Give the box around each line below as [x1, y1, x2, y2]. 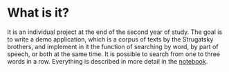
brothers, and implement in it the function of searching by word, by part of [7, 42, 219, 51]
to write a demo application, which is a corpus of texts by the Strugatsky [7, 35, 214, 43]
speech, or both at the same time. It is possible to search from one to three [7, 50, 220, 58]
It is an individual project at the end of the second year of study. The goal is [7, 28, 223, 36]
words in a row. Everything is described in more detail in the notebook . [7, 57, 208, 65]
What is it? [7, 5, 70, 21]
